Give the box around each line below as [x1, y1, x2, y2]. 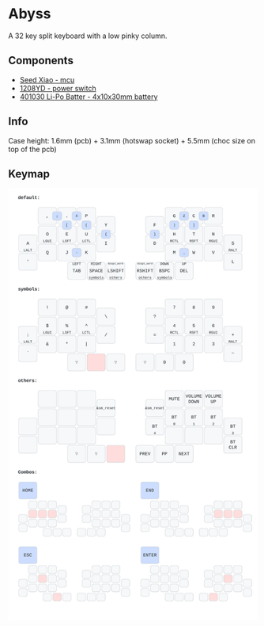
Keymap [8, 167, 50, 181]
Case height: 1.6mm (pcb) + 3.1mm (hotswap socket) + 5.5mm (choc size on [8, 136, 255, 145]
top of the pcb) [8, 144, 57, 154]
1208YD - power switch [19, 83, 96, 93]
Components [8, 54, 74, 67]
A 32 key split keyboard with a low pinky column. [8, 31, 168, 40]
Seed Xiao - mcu [19, 74, 75, 84]
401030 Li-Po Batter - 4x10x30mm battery [19, 92, 158, 101]
